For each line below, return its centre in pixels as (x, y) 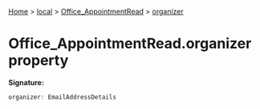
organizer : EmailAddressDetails (62, 97)
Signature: (26, 82)
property (39, 61)
